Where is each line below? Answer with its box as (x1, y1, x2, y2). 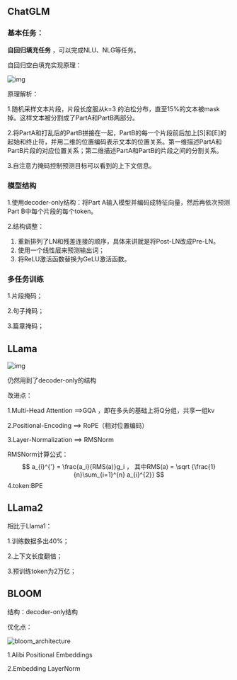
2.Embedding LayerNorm (7, 664, 81, 672)
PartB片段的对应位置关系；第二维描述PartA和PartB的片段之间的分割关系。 (7, 146, 223, 154)
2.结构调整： (7, 222, 45, 230)
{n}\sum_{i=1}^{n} (73, 470, 126, 479)
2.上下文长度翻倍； (7, 552, 63, 560)
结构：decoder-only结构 (7, 607, 79, 616)
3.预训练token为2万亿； (7, 567, 76, 575)
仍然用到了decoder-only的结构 (7, 376, 97, 385)
